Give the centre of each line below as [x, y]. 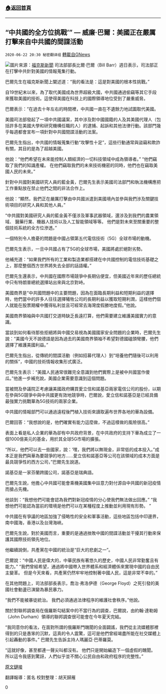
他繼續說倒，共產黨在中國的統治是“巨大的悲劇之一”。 [59, 550]
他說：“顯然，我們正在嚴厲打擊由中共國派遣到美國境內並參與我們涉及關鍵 [80, 199]
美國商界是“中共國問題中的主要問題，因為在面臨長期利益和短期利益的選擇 [80, 293]
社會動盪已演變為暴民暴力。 [37, 589]
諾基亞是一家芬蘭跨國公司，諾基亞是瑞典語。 [51, 473]
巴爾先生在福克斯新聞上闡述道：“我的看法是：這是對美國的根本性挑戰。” [77, 82]
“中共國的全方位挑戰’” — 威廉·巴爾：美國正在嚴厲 [80, 32]
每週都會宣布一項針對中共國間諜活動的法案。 [55, 132]
